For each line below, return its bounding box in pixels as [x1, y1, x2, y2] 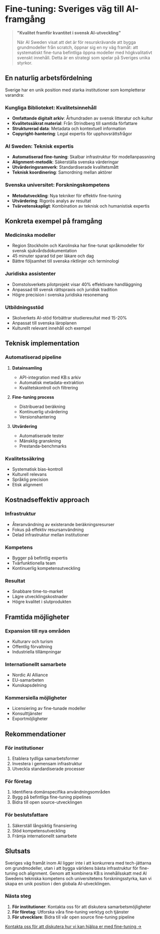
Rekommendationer [5, 730, 66, 738]
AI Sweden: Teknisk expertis [5, 142, 74, 149]
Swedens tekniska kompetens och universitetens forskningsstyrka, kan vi [5, 875, 152, 881]
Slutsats [5, 847, 31, 855]
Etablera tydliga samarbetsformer [12, 756, 79, 761]
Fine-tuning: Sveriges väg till [5, 3, 125, 15]
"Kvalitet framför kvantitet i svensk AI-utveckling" [16, 30, 121, 35]
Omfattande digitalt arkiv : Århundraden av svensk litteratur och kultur [12, 115, 153, 121]
